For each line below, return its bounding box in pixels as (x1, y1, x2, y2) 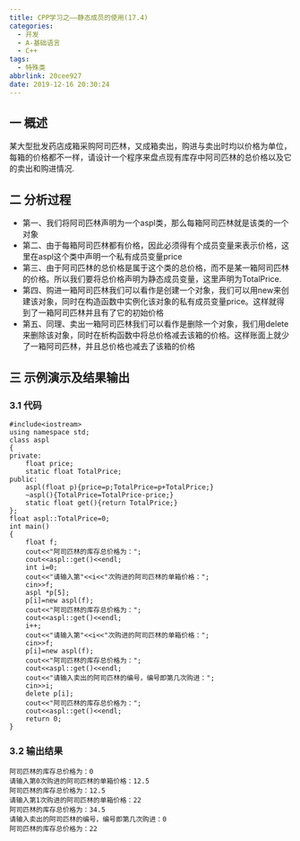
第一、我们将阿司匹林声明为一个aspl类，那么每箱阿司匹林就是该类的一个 (21, 217, 289, 229)
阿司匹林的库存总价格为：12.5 (9, 786, 106, 795)
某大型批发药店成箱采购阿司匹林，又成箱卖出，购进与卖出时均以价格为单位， (9, 141, 292, 152)
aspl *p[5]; (25, 588, 70, 597)
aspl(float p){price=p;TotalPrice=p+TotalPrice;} (25, 482, 215, 492)
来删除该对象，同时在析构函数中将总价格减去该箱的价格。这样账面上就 (21, 329, 282, 341)
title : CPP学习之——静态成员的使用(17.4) (9, 13, 149, 22)
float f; (25, 538, 58, 547)
